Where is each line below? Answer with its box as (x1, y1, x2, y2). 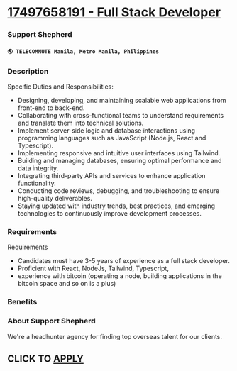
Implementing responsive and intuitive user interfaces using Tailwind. (17, 149, 221, 157)
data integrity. (17, 164, 59, 172)
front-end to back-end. (17, 104, 85, 112)
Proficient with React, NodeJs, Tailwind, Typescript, (17, 264, 169, 273)
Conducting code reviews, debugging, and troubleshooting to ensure (17, 187, 220, 195)
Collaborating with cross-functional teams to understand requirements (17, 111, 224, 119)
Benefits (7, 297, 38, 307)
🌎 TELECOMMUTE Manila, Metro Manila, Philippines (7, 48, 160, 55)
